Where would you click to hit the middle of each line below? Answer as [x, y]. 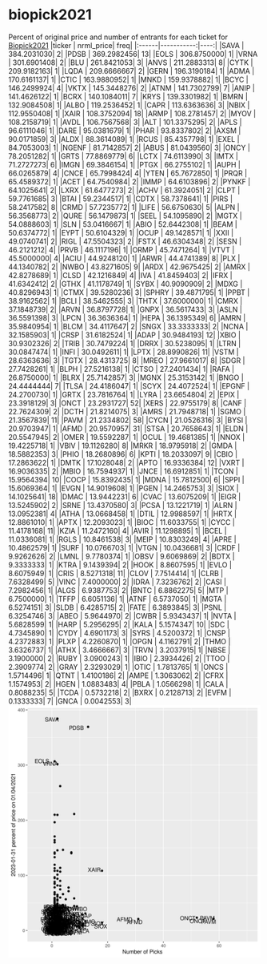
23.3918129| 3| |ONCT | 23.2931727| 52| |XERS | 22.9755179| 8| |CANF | [128, 403]
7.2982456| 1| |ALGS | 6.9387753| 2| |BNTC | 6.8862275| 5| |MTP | [119, 590]
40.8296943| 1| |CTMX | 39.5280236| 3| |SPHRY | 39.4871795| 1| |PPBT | [129, 292]
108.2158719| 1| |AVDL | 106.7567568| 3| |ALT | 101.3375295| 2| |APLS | [125, 122]
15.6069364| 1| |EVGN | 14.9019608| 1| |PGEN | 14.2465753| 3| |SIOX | [124, 488]
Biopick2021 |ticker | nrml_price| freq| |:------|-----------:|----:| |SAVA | [126, 45]
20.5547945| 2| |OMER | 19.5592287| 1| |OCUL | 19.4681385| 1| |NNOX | [127, 437]
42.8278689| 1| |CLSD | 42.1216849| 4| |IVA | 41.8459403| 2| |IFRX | [121, 275]
